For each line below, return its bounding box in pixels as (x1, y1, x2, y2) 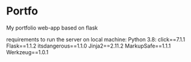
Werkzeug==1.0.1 (6, 48, 49, 55)
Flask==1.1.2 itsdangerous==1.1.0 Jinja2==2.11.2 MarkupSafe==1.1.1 (6, 42, 171, 49)
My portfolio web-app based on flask (6, 24, 98, 31)
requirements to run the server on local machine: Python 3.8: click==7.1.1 (6, 36, 185, 43)
